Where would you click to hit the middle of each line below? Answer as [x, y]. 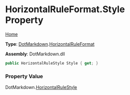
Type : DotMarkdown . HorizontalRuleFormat [50, 44]
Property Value [24, 76]
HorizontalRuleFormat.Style [65, 9]
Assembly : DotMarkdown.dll [35, 54]
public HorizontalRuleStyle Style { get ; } [52, 63]
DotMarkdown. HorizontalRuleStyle [41, 87]
